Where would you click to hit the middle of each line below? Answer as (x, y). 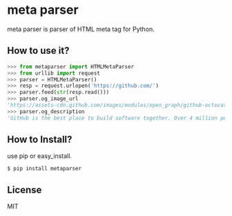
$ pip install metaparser (44, 169)
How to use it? (38, 51)
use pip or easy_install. (40, 156)
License (25, 189)
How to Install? (40, 140)
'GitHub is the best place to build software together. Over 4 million (112, 118)
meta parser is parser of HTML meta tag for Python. (81, 29)
